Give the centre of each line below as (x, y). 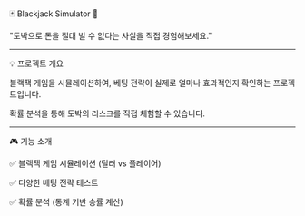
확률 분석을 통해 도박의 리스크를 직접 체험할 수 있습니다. (108, 113)
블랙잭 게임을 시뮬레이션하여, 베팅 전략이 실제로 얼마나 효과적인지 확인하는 (140, 83)
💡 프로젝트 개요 (36, 64)
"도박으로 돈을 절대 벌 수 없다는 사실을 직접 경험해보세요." (111, 36)
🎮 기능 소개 (31, 141)
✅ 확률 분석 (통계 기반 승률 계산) (67, 202)
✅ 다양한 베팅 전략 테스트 (54, 182)
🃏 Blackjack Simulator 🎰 (54, 14)
